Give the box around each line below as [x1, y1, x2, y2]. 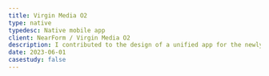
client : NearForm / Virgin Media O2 [8, 33, 130, 42]
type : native [8, 19, 52, 27]
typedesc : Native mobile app [8, 26, 106, 34]
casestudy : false [8, 56, 66, 64]
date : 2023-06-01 [8, 48, 66, 56]
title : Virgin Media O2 [8, 11, 88, 20]
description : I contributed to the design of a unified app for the [8, 41, 242, 49]
